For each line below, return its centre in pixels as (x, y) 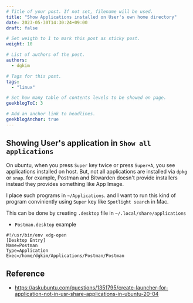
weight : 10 (19, 44)
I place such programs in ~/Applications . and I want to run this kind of (91, 195)
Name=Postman (22, 245)
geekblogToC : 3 (25, 104)
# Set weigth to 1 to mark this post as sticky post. (73, 39)
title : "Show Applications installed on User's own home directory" (92, 17)
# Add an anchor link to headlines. (51, 114)
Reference (26, 273)
